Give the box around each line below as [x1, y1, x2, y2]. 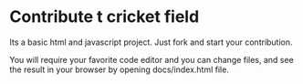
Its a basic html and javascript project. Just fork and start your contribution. [9, 37, 294, 47]
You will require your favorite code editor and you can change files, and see [9, 54, 294, 65]
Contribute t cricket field [9, 6, 200, 27]
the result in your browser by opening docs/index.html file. [9, 64, 230, 75]
